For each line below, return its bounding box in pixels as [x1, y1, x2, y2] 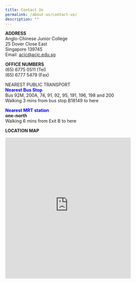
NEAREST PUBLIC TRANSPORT [5, 82, 71, 88]
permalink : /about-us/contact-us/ [5, 12, 78, 17]
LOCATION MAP [5, 128, 40, 134]
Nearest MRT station [5, 107, 49, 113]
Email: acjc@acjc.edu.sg [5, 52, 56, 58]
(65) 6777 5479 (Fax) [5, 72, 49, 78]
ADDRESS [5, 31, 27, 37]
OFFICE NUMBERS [5, 61, 44, 68]
